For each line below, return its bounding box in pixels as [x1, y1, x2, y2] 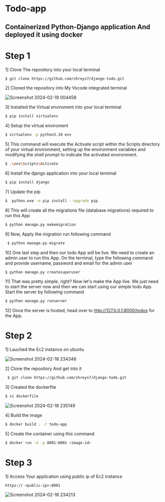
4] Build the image [5, 412, 43, 418]
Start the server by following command [5, 289, 84, 295]
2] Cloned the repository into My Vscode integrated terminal [5, 85, 127, 91]
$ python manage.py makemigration [5, 222, 76, 227]
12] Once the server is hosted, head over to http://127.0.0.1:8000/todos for [5, 308, 155, 314]
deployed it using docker [5, 30, 83, 39]
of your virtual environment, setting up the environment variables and [5, 146, 146, 152]
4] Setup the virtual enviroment [5, 123, 68, 129]
